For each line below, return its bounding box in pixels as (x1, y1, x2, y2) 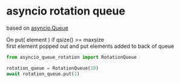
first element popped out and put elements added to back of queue (6, 42, 175, 50)
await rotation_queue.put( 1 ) (6, 71, 80, 77)
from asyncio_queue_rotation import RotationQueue (6, 54, 137, 60)
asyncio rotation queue (6, 4, 125, 18)
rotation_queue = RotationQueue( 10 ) (6, 65, 99, 71)
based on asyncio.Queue (6, 24, 68, 32)
